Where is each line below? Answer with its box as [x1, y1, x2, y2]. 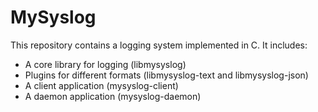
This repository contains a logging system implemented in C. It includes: [10, 39, 308, 51]
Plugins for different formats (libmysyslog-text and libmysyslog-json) [24, 69, 309, 81]
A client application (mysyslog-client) [24, 79, 179, 91]
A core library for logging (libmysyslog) [24, 58, 187, 70]
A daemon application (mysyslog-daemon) [24, 90, 202, 102]
